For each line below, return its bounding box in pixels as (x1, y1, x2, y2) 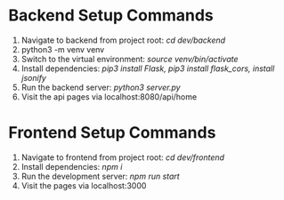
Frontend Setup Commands (8, 123, 216, 143)
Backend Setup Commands (8, 5, 215, 26)
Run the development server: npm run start (20, 171, 180, 181)
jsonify (20, 72, 46, 83)
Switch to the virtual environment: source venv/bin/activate (20, 53, 239, 64)
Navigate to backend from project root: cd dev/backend (20, 35, 226, 45)
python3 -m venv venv (20, 44, 105, 54)
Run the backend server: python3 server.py (20, 82, 181, 92)
